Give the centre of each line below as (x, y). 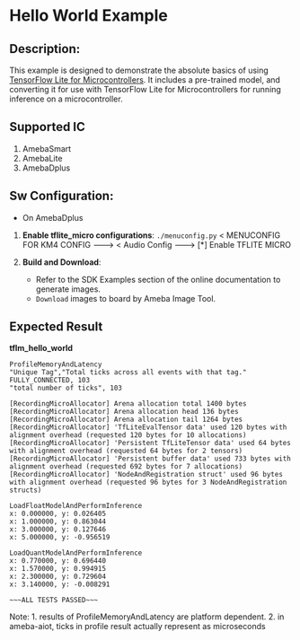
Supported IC (47, 127)
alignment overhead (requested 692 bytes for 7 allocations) (126, 467)
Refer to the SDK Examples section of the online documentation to (158, 279)
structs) (26, 490)
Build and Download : (62, 262)
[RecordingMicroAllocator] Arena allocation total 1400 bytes (128, 404)
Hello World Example (89, 16)
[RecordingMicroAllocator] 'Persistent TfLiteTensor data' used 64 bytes (150, 443)
